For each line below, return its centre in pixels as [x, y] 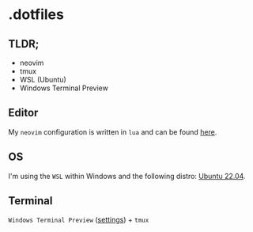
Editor [23, 113]
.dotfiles [36, 15]
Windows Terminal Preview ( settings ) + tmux [79, 220]
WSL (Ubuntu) [43, 80]
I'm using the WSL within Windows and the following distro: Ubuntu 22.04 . [127, 176]
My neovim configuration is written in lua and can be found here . [113, 131]
